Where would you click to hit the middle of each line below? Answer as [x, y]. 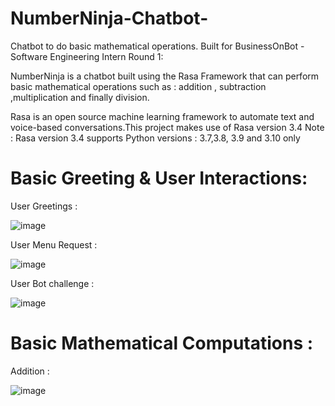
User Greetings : [44, 206]
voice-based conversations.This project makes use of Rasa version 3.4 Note [167, 127]
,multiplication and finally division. [80, 97]
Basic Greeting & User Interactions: [159, 178]
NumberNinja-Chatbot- [109, 18]
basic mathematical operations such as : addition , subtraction [138, 86]
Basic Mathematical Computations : [162, 343]
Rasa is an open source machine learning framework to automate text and [162, 116]
